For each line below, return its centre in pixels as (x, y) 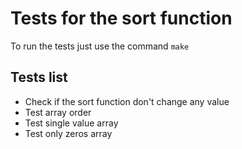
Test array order (58, 112)
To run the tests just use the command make (100, 46)
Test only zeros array (68, 133)
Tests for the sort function (121, 18)
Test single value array (71, 123)
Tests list (39, 77)
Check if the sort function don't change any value (127, 101)
